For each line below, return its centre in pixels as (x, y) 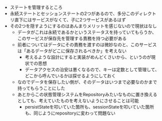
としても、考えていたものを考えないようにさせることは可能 (78, 101)
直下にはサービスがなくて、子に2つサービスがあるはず (70, 20)
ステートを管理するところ (36, 7)
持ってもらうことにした (41, 88)
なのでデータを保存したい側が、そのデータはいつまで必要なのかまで (87, 82)
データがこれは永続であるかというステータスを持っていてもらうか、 (87, 32)
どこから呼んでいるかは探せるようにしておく (70, 76)
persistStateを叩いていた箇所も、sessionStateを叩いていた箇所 (89, 107)
